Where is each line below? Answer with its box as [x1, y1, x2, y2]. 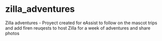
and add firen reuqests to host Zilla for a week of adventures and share [5, 25, 151, 31]
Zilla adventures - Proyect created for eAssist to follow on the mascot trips [5, 20, 158, 26]
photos [5, 30, 20, 36]
